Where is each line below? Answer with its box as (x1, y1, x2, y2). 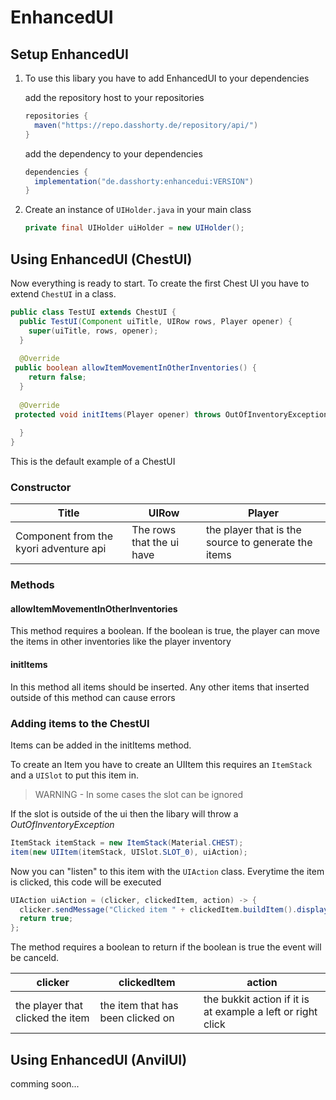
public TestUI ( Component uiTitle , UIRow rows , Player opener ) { (19, 316, 293, 326)
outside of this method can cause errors (10, 691, 176, 703)
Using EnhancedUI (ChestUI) (10, 251, 193, 268)
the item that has (99, 999, 179, 1013)
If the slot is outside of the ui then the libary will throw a (10, 807, 239, 820)
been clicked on (99, 1011, 175, 1025)
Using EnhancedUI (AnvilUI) (10, 1051, 188, 1068)
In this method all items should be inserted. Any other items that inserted (10, 681, 310, 693)
